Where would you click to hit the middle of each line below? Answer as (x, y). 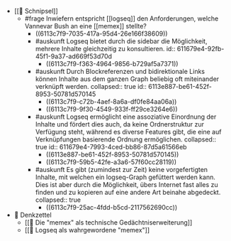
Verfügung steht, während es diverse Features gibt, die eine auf (128, 132)
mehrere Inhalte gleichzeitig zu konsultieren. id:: (105, 49)
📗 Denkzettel (33, 215)
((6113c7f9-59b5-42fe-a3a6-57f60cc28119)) (111, 162)
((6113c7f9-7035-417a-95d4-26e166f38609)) (101, 33)
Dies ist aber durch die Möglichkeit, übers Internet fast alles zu (126, 184)
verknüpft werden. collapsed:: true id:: (91, 86)
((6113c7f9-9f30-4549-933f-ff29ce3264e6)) (112, 109)
